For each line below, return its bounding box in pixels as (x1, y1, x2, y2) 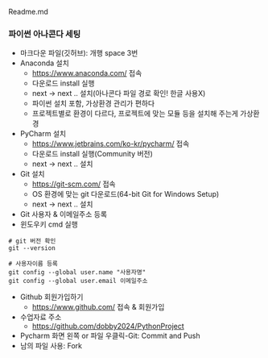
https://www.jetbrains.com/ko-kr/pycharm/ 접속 (31, 139, 190, 148)
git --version (8, 244, 56, 252)
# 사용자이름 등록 (8, 260, 59, 268)
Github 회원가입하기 (19, 292, 84, 302)
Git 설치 (19, 169, 45, 179)
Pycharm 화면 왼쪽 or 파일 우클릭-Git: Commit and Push (19, 331, 200, 341)
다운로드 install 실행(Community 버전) (31, 149, 153, 159)
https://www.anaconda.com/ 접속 (31, 69, 142, 78)
